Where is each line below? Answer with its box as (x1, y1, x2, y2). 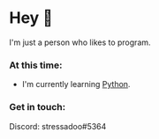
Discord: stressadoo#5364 (9, 121, 107, 131)
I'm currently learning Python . (21, 79, 131, 90)
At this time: (9, 59, 63, 71)
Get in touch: (9, 101, 66, 113)
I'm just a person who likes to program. (9, 37, 152, 48)
